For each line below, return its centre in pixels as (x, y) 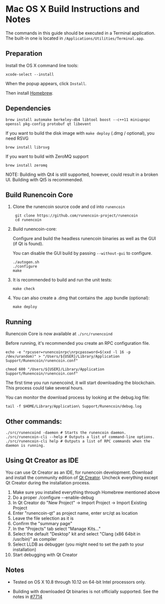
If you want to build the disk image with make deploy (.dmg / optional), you (80, 133)
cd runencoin (28, 220)
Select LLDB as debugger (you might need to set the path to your (78, 544)
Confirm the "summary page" (42, 523)
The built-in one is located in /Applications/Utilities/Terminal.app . (75, 38)
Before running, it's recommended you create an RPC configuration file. (78, 343)
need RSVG (17, 138)
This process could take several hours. (45, 388)
